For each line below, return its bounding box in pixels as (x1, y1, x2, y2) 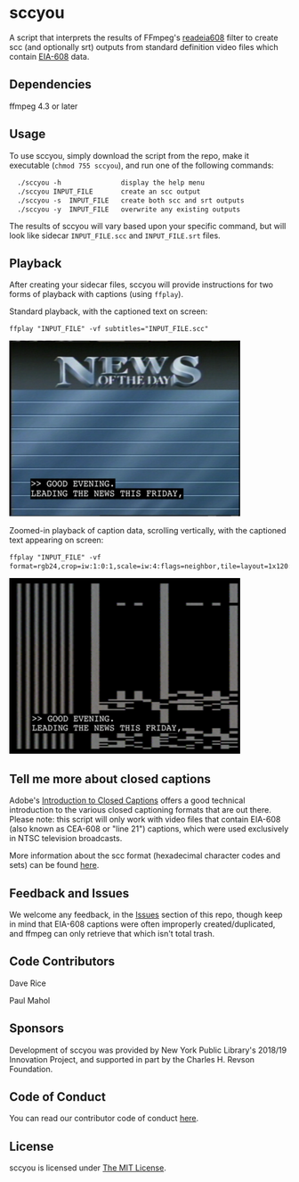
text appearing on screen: (9, 534, 104, 546)
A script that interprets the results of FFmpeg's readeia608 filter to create (9, 32, 279, 43)
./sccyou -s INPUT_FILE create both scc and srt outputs (17, 195, 245, 205)
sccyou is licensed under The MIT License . (9, 1162, 166, 1173)
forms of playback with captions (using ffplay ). (9, 289, 184, 300)
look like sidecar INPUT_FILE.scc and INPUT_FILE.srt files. (9, 230, 221, 241)
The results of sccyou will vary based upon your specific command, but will (9, 220, 287, 231)
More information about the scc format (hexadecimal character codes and (9, 850, 280, 861)
